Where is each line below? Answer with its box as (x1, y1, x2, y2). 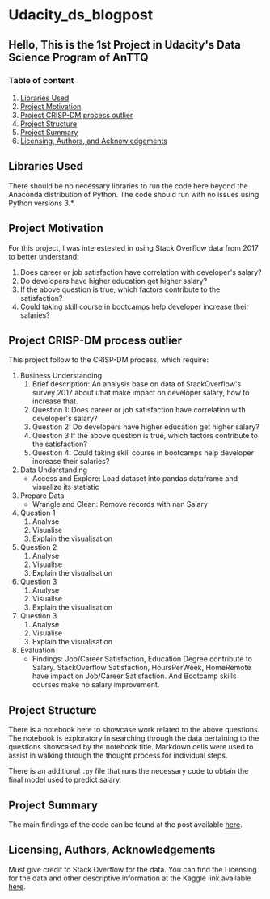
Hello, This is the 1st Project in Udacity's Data (8, 38, 241, 52)
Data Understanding (19, 465, 87, 475)
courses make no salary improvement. (32, 680, 160, 690)
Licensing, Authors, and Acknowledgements (19, 136, 168, 146)
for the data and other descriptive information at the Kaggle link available (8, 873, 251, 883)
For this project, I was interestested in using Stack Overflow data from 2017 (8, 243, 259, 252)
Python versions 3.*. (8, 198, 75, 208)
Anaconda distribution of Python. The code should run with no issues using (8, 189, 259, 199)
